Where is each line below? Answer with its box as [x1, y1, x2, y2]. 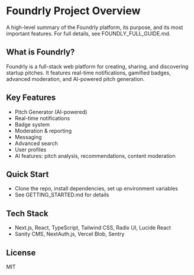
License [6, 247, 36, 258]
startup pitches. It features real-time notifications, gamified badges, [6, 69, 171, 76]
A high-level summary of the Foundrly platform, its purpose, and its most [6, 24, 183, 31]
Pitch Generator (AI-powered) [14, 108, 88, 115]
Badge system [14, 121, 50, 128]
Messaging [14, 133, 43, 140]
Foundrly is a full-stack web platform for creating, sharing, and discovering [6, 63, 189, 70]
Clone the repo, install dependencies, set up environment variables [14, 185, 179, 192]
